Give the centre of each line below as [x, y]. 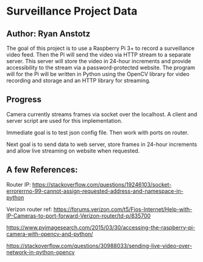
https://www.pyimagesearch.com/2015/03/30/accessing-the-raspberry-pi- [101, 227]
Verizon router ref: [29, 209]
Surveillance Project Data [72, 11]
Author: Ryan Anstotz [48, 34]
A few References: [42, 170]
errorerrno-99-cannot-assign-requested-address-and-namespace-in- [95, 191]
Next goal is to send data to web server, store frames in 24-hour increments [102, 144]
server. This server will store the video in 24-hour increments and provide [99, 61]
